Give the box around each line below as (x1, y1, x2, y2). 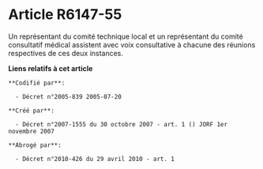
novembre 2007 (8, 127, 55, 135)
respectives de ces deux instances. (8, 48, 124, 58)
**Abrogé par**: (8, 141, 62, 149)
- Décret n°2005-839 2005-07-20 (15, 92, 122, 100)
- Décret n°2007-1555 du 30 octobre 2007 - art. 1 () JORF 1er (15, 120, 227, 128)
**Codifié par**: (8, 79, 66, 87)
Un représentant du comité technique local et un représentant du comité (8, 32, 243, 41)
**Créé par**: (8, 107, 55, 115)
